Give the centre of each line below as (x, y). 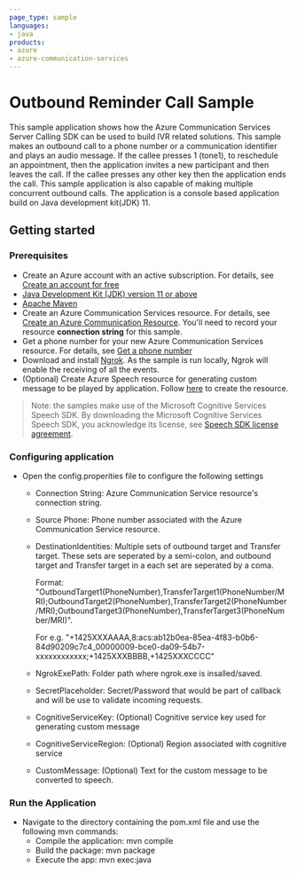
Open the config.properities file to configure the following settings (143, 476)
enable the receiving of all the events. (90, 369)
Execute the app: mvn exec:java (94, 860)
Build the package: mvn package (95, 850)
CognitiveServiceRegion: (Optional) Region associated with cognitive (161, 744)
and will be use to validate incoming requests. (119, 700)
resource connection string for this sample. (102, 331)
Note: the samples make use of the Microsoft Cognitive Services (148, 406)
